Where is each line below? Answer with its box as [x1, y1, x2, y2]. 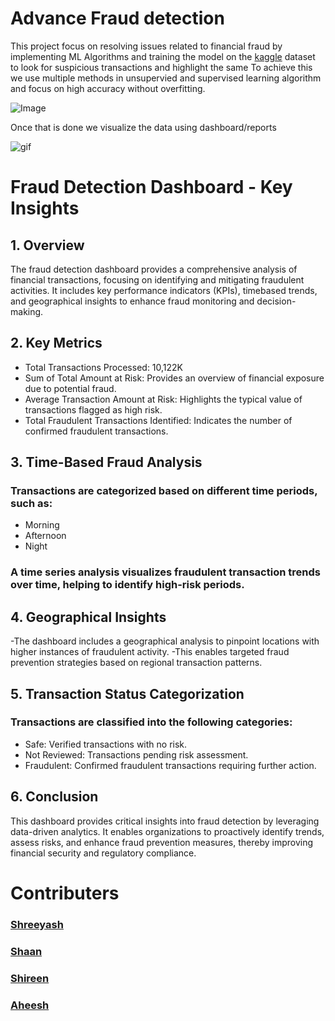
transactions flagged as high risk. [24, 403, 163, 416]
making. [10, 305, 44, 317]
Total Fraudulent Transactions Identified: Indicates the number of [24, 414, 293, 426]
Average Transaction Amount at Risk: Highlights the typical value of [24, 393, 303, 405]
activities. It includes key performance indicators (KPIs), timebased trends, [10, 284, 318, 296]
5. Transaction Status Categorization [10, 685, 245, 702]
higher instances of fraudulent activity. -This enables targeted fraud [10, 646, 290, 658]
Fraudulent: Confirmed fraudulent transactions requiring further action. [24, 759, 317, 771]
